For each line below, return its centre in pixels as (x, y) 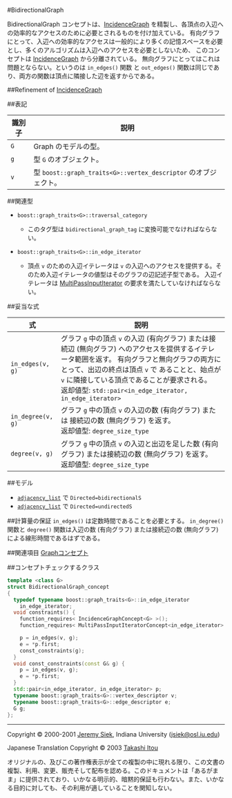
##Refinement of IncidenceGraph (55, 90)
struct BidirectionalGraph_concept (58, 587)
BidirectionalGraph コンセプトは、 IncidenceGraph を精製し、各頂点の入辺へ (115, 24)
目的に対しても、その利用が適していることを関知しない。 (94, 788)
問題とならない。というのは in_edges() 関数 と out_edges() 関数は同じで (110, 67)
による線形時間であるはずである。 (56, 538)
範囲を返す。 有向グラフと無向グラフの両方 (145, 359)
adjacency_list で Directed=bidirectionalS (79, 497)
